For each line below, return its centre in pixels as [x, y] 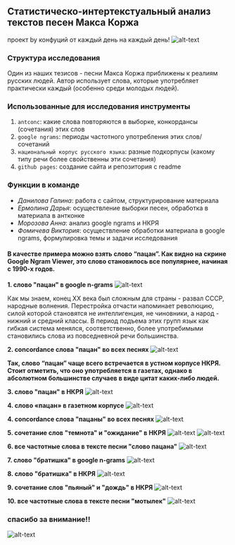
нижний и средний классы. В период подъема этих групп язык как [108, 321]
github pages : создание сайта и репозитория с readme [99, 167]
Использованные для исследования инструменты [99, 106]
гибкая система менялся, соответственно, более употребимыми [106, 328]
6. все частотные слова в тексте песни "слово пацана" [92, 446]
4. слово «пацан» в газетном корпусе [66, 405]
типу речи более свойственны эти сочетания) [87, 159]
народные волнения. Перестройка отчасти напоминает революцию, [111, 305]
